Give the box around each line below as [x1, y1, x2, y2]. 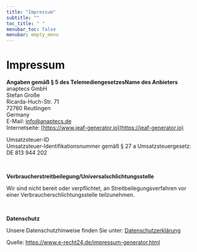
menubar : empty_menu [6, 32, 59, 38]
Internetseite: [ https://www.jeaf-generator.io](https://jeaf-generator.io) [6, 124, 184, 132]
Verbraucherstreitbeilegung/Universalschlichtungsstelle [6, 173, 154, 180]
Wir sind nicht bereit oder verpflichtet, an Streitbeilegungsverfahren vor [6, 185, 187, 192]
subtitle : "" [6, 15, 40, 21]
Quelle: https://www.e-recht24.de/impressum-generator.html [6, 239, 160, 246]
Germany [6, 111, 30, 118]
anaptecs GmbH [6, 85, 48, 93]
